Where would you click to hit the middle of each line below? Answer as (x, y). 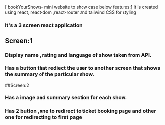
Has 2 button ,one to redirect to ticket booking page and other (81, 111)
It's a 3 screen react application (44, 25)
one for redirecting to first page (44, 117)
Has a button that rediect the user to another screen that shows (83, 68)
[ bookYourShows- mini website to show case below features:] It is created (82, 7)
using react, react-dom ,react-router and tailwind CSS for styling (71, 12)
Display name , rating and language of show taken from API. (78, 55)
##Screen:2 (17, 85)
